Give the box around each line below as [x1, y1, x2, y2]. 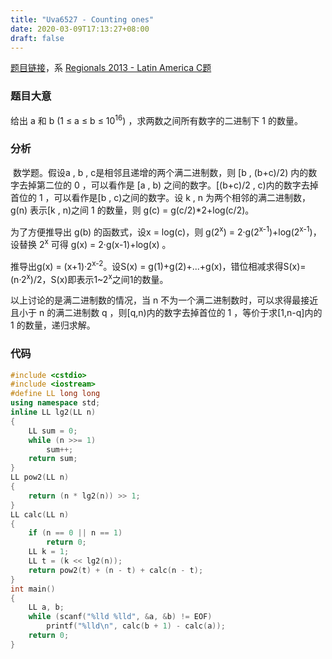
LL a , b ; [28, 602, 65, 613]
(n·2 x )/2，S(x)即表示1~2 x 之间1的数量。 [10, 271, 169, 285]
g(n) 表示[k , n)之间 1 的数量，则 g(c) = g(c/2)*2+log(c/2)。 [10, 204, 255, 216]
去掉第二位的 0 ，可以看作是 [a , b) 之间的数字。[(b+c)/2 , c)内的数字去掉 [18, 179, 319, 191]
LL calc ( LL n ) [10, 509, 70, 520]
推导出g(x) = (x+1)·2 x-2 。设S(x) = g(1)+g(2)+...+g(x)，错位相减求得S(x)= [10, 258, 307, 272]
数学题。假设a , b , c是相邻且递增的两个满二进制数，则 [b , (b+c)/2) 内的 [12, 166, 309, 178]
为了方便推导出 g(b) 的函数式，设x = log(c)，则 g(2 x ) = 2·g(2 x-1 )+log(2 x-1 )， [10, 224, 322, 238]
